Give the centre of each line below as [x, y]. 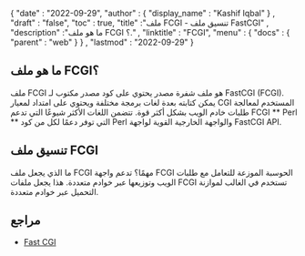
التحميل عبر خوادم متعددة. [55, 191]
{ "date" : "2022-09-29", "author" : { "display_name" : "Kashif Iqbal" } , [143, 13]
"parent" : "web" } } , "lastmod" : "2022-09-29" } [102, 42]
